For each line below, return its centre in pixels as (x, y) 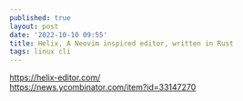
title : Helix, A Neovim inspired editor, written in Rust (121, 43)
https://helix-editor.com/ (55, 77)
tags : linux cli (40, 52)
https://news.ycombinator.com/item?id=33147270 (103, 87)
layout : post (34, 26)
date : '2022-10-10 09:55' (58, 35)
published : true (40, 18)
